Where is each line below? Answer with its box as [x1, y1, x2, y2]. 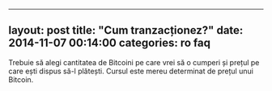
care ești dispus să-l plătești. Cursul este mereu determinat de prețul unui [8, 66, 253, 76]
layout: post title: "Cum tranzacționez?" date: [8, 23, 244, 37]
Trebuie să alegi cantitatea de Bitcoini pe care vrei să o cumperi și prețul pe [8, 57, 260, 67]
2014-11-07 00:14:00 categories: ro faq [8, 36, 210, 50]
